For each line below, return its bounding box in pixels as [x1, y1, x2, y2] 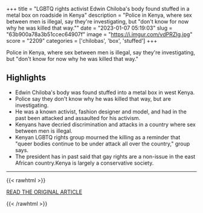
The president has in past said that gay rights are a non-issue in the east [14, 153, 196, 160]
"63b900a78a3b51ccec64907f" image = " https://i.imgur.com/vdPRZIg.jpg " [6, 31, 193, 38]
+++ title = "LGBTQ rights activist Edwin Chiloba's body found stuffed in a [6, 5, 190, 12]
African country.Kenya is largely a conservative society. [14, 159, 154, 167]
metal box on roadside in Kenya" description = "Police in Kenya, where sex [6, 11, 192, 19]
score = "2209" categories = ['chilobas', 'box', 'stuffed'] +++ [6, 37, 158, 44]
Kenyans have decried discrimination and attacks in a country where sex [14, 121, 196, 128]
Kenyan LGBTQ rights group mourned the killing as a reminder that [14, 133, 181, 141]
